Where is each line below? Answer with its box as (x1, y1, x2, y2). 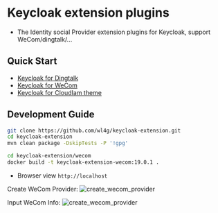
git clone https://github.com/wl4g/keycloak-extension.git (7, 127, 181, 134)
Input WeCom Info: (7, 198, 61, 206)
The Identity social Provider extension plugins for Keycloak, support (17, 28, 211, 36)
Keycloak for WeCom (17, 81, 78, 90)
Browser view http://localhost (17, 171, 108, 180)
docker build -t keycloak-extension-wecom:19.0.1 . (7, 159, 159, 166)
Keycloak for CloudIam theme (17, 88, 102, 96)
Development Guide (7, 109, 95, 121)
